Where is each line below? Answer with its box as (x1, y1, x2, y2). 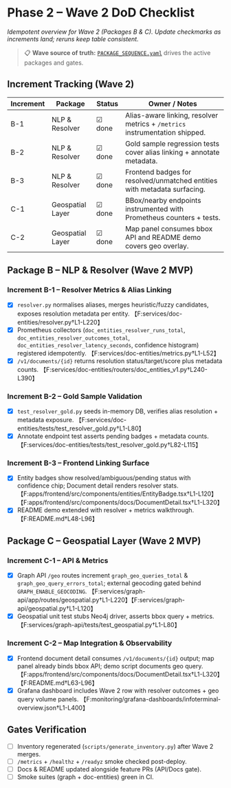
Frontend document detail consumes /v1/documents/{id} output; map (16, 654, 214, 662)
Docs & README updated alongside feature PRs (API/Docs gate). (16, 765, 201, 773)
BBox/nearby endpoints (124, 195, 201, 205)
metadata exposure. (16, 415, 74, 424)
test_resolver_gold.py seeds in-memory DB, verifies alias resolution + (16, 407, 219, 415)
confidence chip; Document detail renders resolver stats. (16, 481, 179, 490)
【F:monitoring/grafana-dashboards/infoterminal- (80, 694, 221, 703)
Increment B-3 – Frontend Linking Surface (7, 458, 150, 468)
